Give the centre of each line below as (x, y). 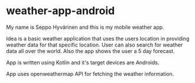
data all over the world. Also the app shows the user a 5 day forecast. (91, 51)
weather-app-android (61, 11)
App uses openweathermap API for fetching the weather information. (90, 74)
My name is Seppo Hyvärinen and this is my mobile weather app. (85, 27)
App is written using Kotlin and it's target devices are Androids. (83, 62)
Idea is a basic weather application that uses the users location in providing (98, 38)
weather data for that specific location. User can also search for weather (95, 45)
